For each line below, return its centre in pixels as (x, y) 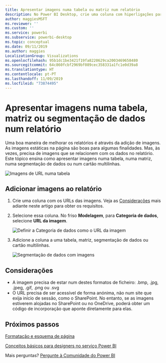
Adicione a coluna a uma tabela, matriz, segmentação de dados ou (80, 240)
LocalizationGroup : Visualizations (42, 56)
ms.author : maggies (25, 51)
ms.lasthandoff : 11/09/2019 (34, 79)
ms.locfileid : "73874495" (32, 83)
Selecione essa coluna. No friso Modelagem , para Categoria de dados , (85, 215)
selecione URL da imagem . (40, 221)
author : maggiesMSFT (26, 19)
